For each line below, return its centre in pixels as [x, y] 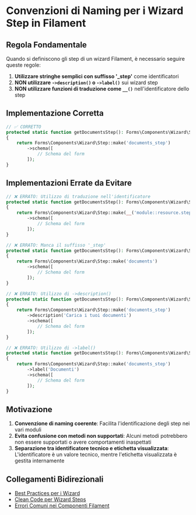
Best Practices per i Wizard [47, 493]
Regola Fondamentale [47, 45]
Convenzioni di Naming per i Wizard [95, 11]
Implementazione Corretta [55, 113]
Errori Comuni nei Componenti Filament [62, 506]
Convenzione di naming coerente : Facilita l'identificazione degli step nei [102, 424]
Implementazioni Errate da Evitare [69, 183]
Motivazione [29, 409]
